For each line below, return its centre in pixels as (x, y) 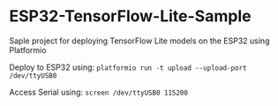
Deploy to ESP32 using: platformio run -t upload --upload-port (128, 67)
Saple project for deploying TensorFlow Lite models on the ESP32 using (139, 41)
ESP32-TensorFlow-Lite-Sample (130, 16)
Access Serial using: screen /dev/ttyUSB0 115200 (98, 92)
